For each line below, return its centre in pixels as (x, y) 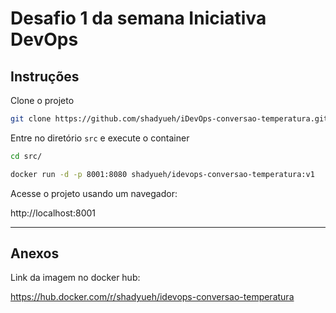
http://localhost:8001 (53, 213)
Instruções (45, 76)
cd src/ (26, 156)
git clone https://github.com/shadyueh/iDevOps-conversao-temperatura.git (169, 119)
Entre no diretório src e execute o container (100, 138)
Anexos (35, 253)
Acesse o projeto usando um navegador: (94, 193)
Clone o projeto (42, 100)
